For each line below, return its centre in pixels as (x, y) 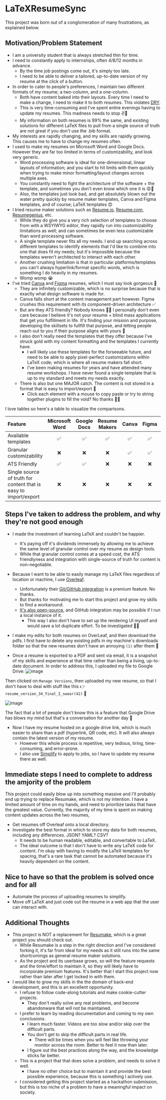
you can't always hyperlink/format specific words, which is (80, 267)
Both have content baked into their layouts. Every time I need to (84, 97)
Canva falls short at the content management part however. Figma (87, 299)
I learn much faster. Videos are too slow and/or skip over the (88, 1024)
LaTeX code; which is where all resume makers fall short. (85, 362)
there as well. (33, 759)
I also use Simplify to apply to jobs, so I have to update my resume (87, 754)
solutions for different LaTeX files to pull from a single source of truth (90, 125)
